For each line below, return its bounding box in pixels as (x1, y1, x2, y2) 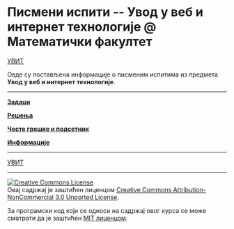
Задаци (7, 97, 31, 106)
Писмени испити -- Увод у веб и (7, 4, 203, 20)
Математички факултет (7, 34, 153, 49)
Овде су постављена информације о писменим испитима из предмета (7, 70, 218, 79)
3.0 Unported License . (55, 193, 120, 201)
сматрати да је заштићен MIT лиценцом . (7, 214, 128, 222)
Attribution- (173, 185, 207, 194)
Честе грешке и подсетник (7, 125, 89, 133)
